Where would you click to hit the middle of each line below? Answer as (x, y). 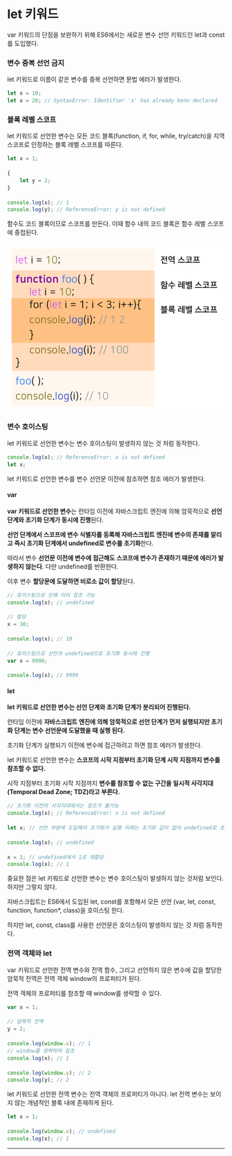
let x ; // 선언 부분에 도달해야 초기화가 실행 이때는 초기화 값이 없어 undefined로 (112, 828)
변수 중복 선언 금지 (36, 63)
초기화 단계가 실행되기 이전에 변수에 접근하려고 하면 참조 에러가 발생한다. (105, 745)
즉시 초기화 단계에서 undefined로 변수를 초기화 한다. (84, 543)
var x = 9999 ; (28, 661)
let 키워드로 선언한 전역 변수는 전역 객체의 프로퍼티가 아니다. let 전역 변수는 (108, 1094)
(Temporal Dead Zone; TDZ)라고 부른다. (64, 792)
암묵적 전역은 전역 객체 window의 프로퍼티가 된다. (74, 978)
